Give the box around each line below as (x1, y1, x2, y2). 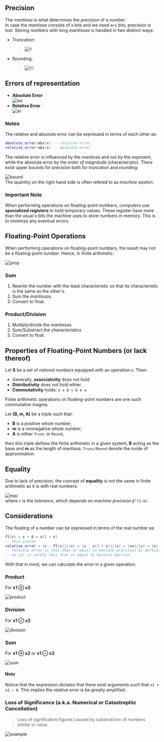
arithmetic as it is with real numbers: (5, 483, 78, 489)
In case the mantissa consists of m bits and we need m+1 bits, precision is (5, 22, 151, 28)
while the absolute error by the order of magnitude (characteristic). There (5, 159, 153, 165)
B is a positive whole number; (12, 420, 72, 427)
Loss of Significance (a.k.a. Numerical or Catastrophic (5, 699, 137, 706)
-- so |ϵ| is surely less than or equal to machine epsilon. (5, 552, 132, 558)
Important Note (5, 191, 42, 198)
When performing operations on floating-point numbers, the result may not (5, 245, 156, 251)
